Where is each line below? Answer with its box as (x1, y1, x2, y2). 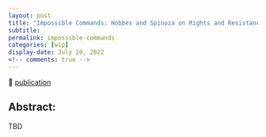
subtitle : (8, 26, 41, 34)
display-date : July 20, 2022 (8, 48, 104, 56)
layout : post (8, 11, 51, 20)
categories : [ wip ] (8, 41, 69, 49)
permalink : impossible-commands (8, 33, 115, 42)
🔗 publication (8, 77, 51, 87)
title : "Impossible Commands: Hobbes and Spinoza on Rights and (8, 19, 225, 27)
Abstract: (8, 101, 56, 114)
